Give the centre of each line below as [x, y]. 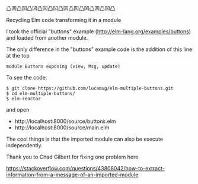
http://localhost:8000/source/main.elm [62, 128]
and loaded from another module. [47, 38]
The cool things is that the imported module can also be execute [85, 139]
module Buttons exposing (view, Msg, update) [63, 66]
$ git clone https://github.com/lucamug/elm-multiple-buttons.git [90, 88]
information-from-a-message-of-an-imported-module [72, 175]
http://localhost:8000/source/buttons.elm [66, 121]
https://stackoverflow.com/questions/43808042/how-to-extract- [85, 168]
